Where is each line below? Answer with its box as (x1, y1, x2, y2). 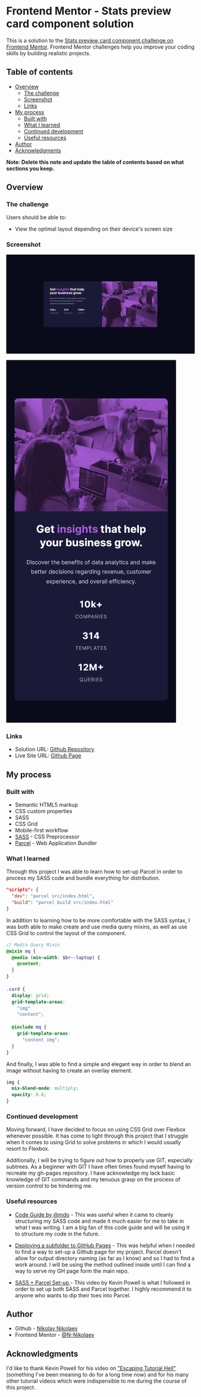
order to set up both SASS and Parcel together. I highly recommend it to (14, 1285, 192, 1292)
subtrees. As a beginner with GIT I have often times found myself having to (6, 1163, 190, 1171)
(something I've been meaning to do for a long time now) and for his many (6, 1371, 189, 1378)
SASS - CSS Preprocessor (14, 833, 80, 840)
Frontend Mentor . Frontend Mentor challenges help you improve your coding (6, 43, 195, 50)
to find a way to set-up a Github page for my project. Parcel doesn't (14, 1248, 182, 1255)
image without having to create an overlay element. (6, 1067, 133, 1074)
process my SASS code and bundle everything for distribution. (6, 874, 160, 882)
